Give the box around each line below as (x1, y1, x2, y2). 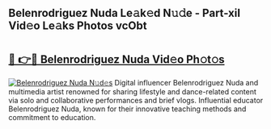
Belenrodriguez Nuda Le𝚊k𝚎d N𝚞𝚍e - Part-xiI (8, 6, 241, 20)
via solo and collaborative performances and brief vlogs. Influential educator (8, 96, 264, 105)
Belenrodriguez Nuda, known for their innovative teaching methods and (8, 104, 247, 114)
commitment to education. (8, 113, 96, 122)
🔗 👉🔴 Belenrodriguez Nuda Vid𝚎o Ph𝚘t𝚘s (8, 52, 225, 66)
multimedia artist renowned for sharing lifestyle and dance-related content (8, 87, 257, 96)
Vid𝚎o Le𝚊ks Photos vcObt (8, 19, 147, 33)
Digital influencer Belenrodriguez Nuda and (114, 78, 259, 87)
